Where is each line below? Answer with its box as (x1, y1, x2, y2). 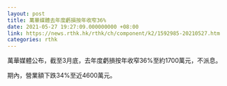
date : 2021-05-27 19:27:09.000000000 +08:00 (7, 23, 139, 30)
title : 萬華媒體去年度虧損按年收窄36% (7, 17, 107, 24)
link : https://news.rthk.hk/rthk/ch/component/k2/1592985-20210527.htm (7, 29, 220, 37)
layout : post (7, 10, 45, 17)
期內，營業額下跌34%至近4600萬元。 (7, 71, 117, 80)
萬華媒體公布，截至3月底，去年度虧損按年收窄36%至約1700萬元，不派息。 (7, 57, 222, 65)
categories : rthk (7, 36, 58, 43)
